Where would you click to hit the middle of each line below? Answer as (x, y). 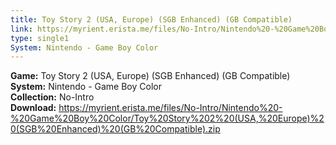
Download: (33, 108)
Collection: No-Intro (52, 97)
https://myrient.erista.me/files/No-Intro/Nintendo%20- (170, 108)
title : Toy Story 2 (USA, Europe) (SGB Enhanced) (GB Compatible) (151, 19)
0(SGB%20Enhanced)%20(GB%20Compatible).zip (115, 129)
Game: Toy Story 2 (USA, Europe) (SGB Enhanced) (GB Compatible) (150, 76)
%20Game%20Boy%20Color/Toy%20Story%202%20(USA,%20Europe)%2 (167, 118)
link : (21, 29)
